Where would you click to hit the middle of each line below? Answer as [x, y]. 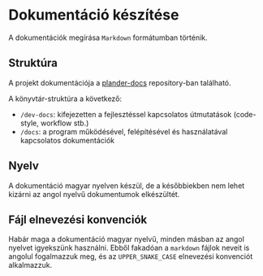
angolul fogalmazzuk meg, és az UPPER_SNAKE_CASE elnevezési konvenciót [131, 256]
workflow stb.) [65, 123]
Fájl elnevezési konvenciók [78, 219]
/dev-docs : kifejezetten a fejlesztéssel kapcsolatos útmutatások [126, 114]
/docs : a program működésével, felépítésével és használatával [124, 131]
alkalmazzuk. [30, 265]
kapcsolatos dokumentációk [67, 140]
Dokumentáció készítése [94, 15]
